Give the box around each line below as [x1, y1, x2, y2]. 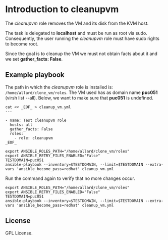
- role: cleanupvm [14, 135, 53, 140]
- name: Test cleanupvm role [5, 118, 67, 123]
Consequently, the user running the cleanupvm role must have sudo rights [5, 35, 160, 41]
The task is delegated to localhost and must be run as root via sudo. [5, 30, 147, 36]
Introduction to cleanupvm [5, 4, 119, 15]
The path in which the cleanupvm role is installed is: [5, 84, 114, 90]
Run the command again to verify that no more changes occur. [5, 175, 135, 181]
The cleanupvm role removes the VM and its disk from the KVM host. [5, 20, 149, 26]
